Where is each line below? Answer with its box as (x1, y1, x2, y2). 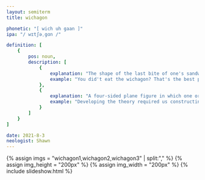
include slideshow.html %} (6, 168, 73, 175)
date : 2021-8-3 (6, 132, 45, 139)
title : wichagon (6, 15, 48, 21)
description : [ (28, 59, 67, 65)
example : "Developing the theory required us (49, 99, 168, 105)
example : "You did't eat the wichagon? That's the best (49, 76, 195, 82)
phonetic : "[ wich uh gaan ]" (6, 26, 84, 32)
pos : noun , (28, 54, 56, 60)
